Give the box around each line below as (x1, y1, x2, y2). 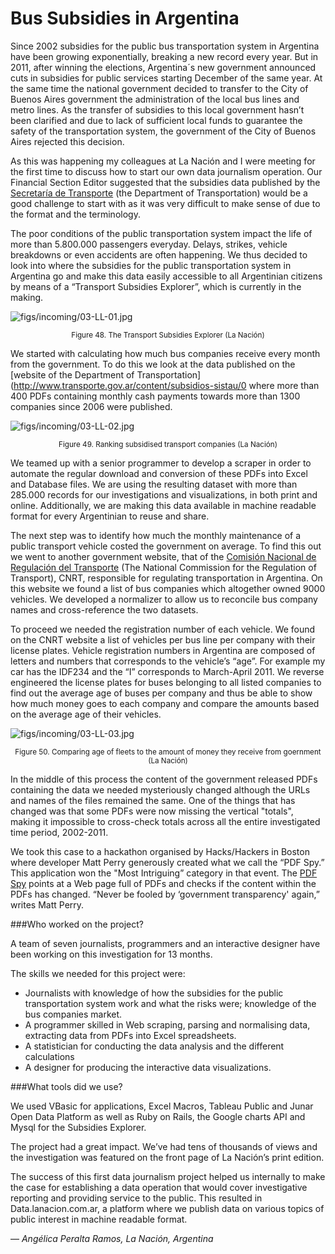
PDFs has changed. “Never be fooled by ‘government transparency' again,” (10, 888, 320, 900)
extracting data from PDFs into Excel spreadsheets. (24, 1029, 237, 1041)
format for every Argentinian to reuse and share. (10, 510, 210, 522)
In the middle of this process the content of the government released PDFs (10, 773, 318, 785)
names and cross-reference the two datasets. (10, 603, 199, 616)
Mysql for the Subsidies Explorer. (10, 1121, 147, 1133)
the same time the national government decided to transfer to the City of (10, 82, 309, 94)
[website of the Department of (10, 368, 135, 381)
